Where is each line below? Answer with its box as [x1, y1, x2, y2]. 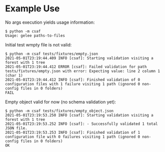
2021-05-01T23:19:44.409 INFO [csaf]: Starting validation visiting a [5, 55, 154, 61]
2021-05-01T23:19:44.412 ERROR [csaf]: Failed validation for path [5, 64, 147, 69]
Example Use [5, 3, 60, 14]
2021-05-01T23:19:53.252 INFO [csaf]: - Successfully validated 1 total [5, 121, 158, 126]
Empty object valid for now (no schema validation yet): [5, 99, 116, 105]
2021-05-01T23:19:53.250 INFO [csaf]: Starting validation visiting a [5, 113, 154, 117]
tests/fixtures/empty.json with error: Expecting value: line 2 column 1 [5, 69, 161, 74]
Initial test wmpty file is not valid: [5, 41, 72, 47]
